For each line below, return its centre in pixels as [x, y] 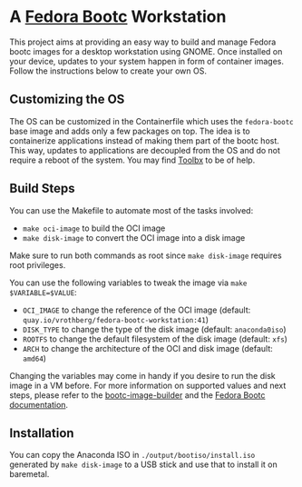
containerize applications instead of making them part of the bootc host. [144, 140]
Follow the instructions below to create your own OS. [108, 71]
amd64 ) [34, 358]
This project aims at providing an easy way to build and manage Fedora [143, 42]
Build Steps [42, 189]
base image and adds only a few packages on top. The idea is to [130, 131]
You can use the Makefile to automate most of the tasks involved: [132, 210]
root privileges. [38, 264]
